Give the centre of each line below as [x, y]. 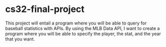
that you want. [20, 39]
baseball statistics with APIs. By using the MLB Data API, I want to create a [82, 28]
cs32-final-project [45, 9]
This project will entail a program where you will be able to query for [76, 23]
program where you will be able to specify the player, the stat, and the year [83, 33]
